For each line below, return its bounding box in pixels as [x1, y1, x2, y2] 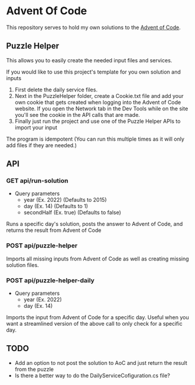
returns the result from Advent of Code [6, 227, 102, 234]
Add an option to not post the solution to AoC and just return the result [14, 359, 187, 366]
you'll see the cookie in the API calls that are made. [14, 111, 140, 118]
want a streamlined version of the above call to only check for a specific [6, 320, 183, 327]
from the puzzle [14, 365, 54, 373]
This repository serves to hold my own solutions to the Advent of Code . [6, 24, 181, 31]
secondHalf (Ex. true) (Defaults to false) [23, 209, 121, 216]
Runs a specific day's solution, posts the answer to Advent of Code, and [6, 221, 183, 228]
